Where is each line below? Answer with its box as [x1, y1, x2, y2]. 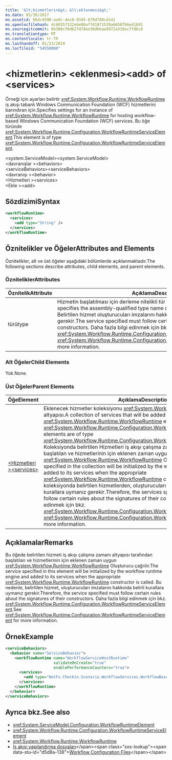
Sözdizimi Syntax [5, 197, 60, 206]
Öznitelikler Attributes [5, 276, 60, 283]
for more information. [13, 618, 58, 624]
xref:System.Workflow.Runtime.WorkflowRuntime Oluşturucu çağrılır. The [5, 563, 159, 569]
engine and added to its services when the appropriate [5, 574, 121, 580]
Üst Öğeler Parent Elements [5, 383, 74, 390]
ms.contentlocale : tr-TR [5, 37, 58, 42]
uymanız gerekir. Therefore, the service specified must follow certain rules [5, 590, 161, 596]
